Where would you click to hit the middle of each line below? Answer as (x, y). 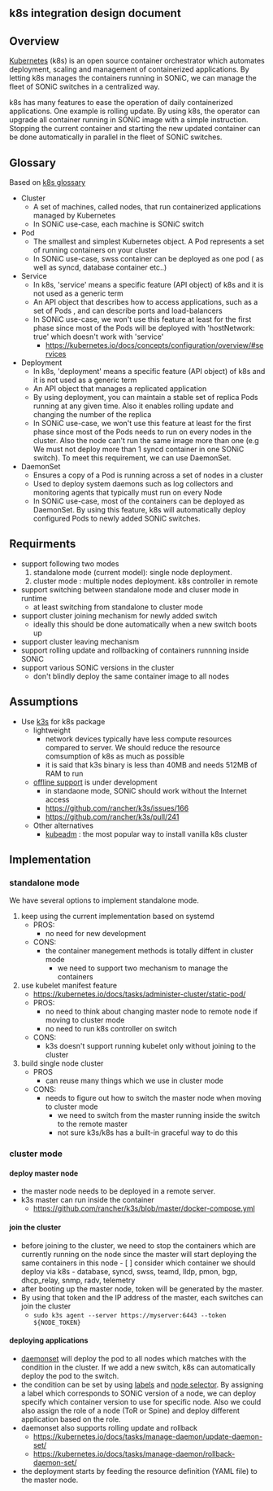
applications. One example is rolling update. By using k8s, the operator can (135, 111)
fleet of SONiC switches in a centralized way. (85, 87)
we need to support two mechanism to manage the (143, 968)
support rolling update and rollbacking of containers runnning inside (135, 650)
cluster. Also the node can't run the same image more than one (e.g (146, 441)
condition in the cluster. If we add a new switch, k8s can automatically (138, 1367)
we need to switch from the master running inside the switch (159, 1115)
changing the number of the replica (92, 415)
